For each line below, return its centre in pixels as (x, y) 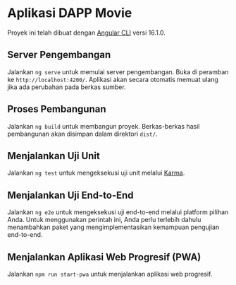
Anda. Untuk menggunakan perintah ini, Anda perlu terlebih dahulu (104, 220)
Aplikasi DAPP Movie (70, 13)
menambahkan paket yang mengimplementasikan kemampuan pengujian (113, 227)
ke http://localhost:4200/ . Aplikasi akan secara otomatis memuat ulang (113, 79)
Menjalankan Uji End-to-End (70, 195)
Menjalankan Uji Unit (54, 156)
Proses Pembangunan (57, 109)
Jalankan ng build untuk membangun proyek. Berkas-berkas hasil (104, 126)
